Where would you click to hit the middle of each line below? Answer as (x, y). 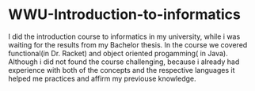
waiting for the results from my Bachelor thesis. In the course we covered (128, 44)
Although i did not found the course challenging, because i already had (124, 62)
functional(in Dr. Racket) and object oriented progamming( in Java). (118, 53)
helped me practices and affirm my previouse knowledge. (102, 78)
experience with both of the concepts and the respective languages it (122, 70)
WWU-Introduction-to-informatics (125, 15)
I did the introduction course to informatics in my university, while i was (124, 36)
